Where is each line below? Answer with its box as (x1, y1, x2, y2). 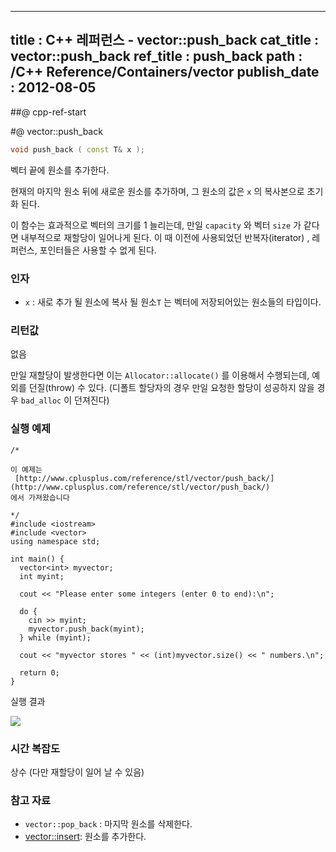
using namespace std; (10, 536, 101, 546)
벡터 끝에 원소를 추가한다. (10, 164, 110, 176)
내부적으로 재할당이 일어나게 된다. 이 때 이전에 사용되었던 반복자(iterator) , (20, 231, 310, 243)
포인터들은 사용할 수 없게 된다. (39, 244, 157, 256)
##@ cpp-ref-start (10, 106, 87, 118)
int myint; (19, 571, 65, 581)
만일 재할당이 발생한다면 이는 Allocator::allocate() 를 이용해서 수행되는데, (10, 369, 310, 381)
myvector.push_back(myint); (28, 624, 145, 634)
